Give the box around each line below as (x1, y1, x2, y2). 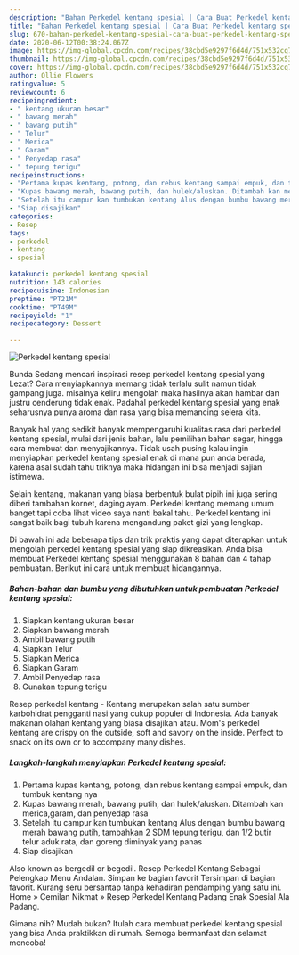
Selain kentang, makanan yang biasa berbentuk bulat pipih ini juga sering (9, 489, 278, 499)
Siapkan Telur (21, 644, 73, 655)
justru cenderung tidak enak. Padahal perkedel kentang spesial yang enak (9, 398, 280, 408)
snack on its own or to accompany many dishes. (9, 737, 187, 747)
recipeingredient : (9, 95, 77, 105)
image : (9, 46, 34, 55)
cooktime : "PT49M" (9, 302, 77, 312)
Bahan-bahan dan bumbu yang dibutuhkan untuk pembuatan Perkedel (9, 583, 279, 594)
